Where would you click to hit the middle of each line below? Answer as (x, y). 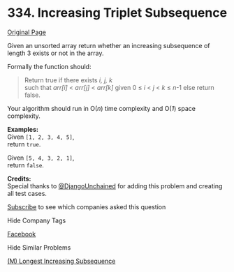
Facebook (22, 234)
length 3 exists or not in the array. (56, 53)
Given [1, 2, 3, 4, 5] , (41, 137)
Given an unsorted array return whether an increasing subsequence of (109, 45)
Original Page (27, 32)
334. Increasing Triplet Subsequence (117, 13)
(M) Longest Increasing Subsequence (61, 261)
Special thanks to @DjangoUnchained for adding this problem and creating (115, 186)
